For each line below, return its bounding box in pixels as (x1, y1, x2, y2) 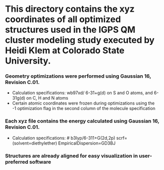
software (29, 158, 51, 165)
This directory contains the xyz (5, 3, 135, 15)
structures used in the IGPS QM (5, 24, 136, 35)
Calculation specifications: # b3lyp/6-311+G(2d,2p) (12, 135, 116, 141)
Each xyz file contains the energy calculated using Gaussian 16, (5, 118, 160, 125)
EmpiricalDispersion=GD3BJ (58, 140, 116, 146)
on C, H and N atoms (26, 95, 69, 101)
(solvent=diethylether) (12, 140, 57, 146)
